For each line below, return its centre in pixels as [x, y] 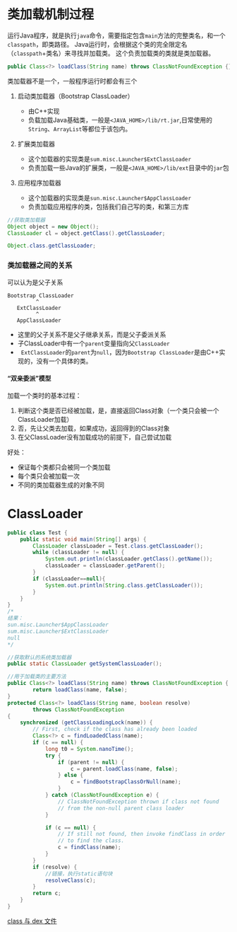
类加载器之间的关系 [40, 265]
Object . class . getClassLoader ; [52, 246]
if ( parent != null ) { [91, 762]
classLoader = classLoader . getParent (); [105, 566]
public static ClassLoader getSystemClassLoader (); [85, 664]
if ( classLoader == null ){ [69, 579]
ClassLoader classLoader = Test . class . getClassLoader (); [118, 546]
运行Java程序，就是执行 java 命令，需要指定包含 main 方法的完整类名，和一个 [116, 35]
